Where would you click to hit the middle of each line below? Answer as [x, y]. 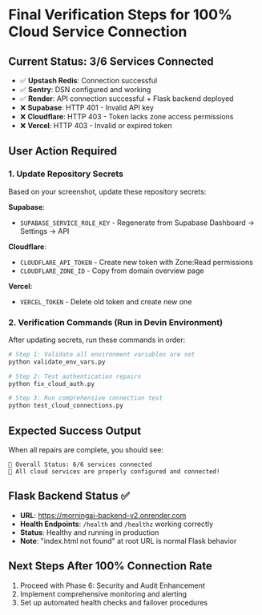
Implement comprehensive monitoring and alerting [103, 593]
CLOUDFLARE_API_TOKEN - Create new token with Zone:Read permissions [137, 262]
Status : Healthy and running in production [89, 532]
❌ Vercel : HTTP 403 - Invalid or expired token [96, 125]
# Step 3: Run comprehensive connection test [85, 398]
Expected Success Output [75, 430]
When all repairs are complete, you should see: [86, 450]
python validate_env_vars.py [57, 362]
